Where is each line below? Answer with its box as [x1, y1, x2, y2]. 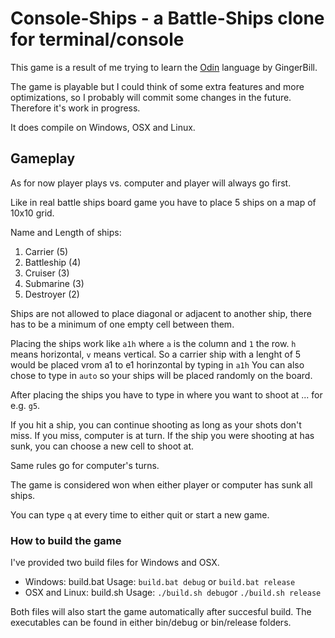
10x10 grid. [10, 207, 55, 219]
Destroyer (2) [24, 288, 80, 300]
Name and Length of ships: [10, 226, 122, 238]
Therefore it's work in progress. [10, 102, 141, 114]
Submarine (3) [24, 277, 85, 289]
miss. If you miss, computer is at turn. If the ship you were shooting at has [10, 429, 315, 441]
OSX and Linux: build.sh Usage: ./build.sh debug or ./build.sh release [24, 587, 322, 599]
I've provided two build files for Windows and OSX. [10, 557, 220, 569]
